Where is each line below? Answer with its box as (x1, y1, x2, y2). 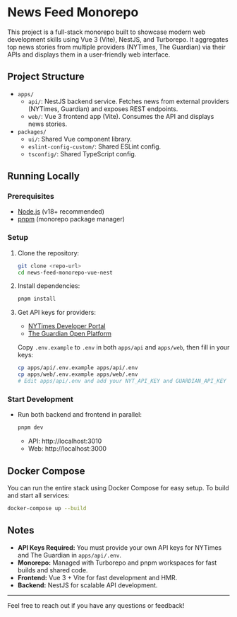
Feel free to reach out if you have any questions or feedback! (7, 601, 185, 609)
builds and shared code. (17, 565, 88, 574)
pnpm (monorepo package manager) (17, 215, 126, 224)
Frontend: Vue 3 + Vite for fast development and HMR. (17, 573, 178, 582)
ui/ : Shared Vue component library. (28, 134, 133, 143)
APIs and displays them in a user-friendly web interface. (7, 50, 171, 59)
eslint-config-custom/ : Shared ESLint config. (28, 142, 162, 151)
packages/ (17, 128, 47, 135)
